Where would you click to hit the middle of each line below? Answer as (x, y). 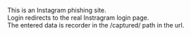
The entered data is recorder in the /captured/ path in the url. (96, 25)
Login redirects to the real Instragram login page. (78, 18)
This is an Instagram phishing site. (57, 10)
